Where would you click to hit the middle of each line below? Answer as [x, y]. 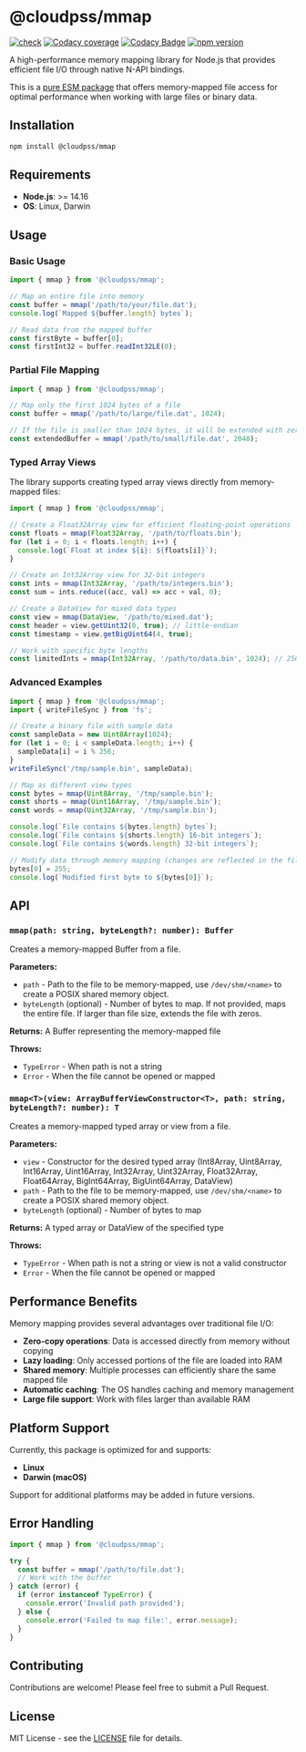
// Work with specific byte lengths [79, 650]
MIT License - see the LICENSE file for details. [96, 1738]
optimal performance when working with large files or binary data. [133, 97]
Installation [42, 125]
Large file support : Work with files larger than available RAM [136, 1399]
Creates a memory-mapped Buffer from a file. [95, 949]
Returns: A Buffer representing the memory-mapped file [115, 1031]
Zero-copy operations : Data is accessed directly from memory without [156, 1341]
